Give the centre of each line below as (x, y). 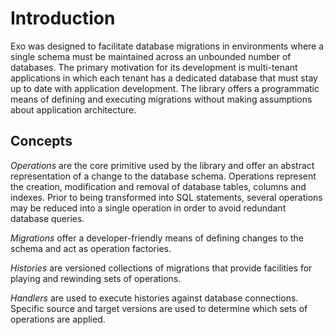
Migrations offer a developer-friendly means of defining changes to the (157, 238)
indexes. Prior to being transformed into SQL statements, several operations (166, 197)
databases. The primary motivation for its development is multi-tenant (154, 67)
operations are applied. (58, 319)
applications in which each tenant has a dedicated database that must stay (164, 78)
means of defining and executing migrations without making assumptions (161, 99)
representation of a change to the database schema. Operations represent (163, 176)
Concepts (41, 141)
